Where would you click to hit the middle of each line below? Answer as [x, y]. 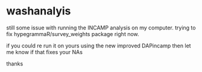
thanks [15, 64]
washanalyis [39, 11]
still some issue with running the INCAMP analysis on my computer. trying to [101, 28]
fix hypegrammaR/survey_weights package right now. [73, 34]
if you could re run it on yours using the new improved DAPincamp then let [99, 46]
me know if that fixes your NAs [45, 52]
